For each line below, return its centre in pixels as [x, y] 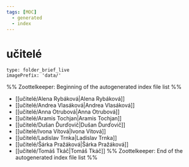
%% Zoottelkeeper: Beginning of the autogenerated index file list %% [94, 87]
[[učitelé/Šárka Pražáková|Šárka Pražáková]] [72, 144]
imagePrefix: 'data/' [34, 76]
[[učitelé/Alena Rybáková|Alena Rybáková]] [70, 99]
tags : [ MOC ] [21, 12]
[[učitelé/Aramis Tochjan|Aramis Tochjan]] [69, 118]
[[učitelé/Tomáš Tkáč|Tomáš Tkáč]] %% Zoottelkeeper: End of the [99, 151]
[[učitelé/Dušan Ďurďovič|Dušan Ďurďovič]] [70, 125]
